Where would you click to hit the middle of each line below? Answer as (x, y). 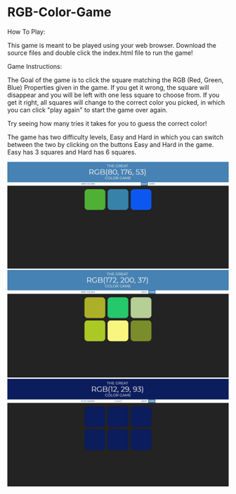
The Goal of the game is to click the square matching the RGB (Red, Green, (116, 80)
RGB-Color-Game (59, 12)
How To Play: (26, 32)
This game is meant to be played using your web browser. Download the (112, 45)
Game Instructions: (35, 66)
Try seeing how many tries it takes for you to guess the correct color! (107, 123)
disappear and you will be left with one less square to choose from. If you (113, 95)
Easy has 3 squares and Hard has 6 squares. (72, 152)
